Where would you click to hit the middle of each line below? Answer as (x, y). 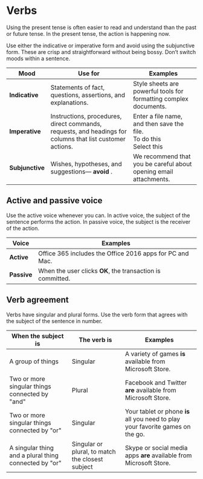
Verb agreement (37, 300)
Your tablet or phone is (157, 411)
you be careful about (162, 164)
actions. (62, 146)
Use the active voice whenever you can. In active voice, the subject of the (98, 215)
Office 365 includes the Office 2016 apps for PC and (114, 253)
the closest (87, 459)
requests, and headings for (89, 131)
